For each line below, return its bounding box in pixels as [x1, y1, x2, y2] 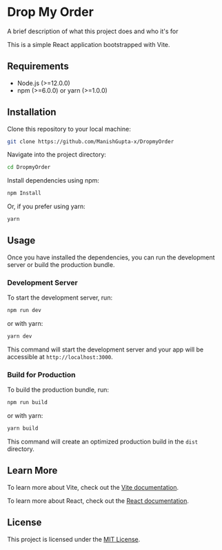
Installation [7, 107, 57, 118]
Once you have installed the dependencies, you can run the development [7, 253, 215, 262]
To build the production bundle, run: [7, 385, 109, 394]
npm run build [7, 399, 48, 406]
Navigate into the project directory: [7, 150, 107, 159]
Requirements [7, 60, 69, 73]
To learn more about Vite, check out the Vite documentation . [7, 483, 179, 491]
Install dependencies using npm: [7, 176, 100, 185]
